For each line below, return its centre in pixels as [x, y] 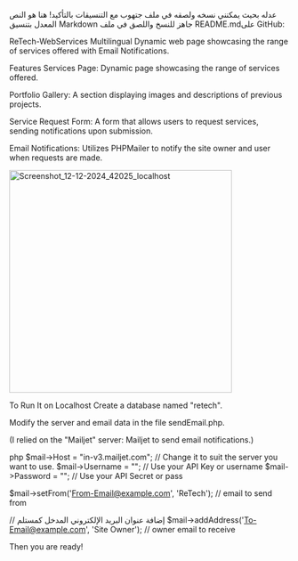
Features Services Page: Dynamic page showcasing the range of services [145, 68]
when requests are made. [56, 158]
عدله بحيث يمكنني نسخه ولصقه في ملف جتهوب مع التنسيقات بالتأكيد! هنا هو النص [143, 15]
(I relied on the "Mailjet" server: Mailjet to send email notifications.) [132, 440]
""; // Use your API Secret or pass [121, 476]
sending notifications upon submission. [81, 131]
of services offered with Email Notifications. [89, 51]
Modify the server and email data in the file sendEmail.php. [117, 423]
